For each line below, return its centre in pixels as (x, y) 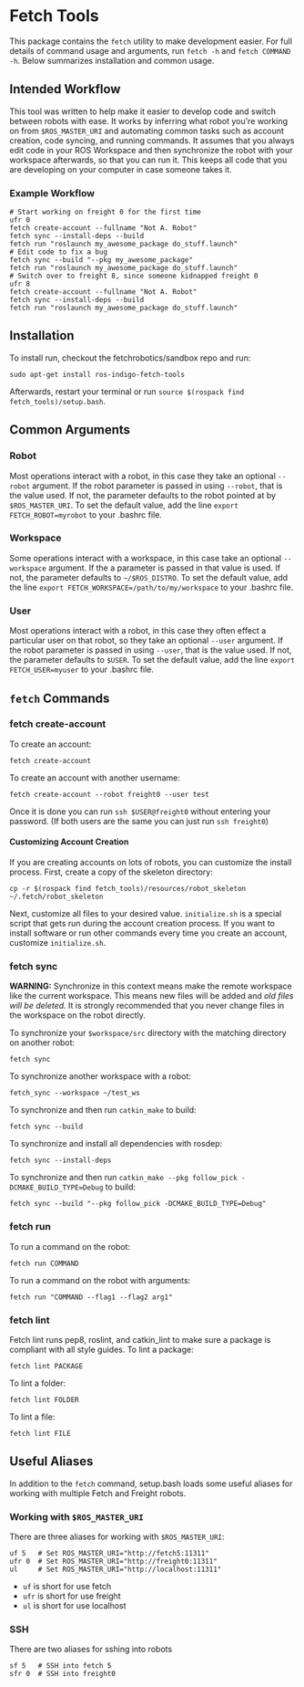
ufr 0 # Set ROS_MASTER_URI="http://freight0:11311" (114, 1562)
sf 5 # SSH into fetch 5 (61, 1666)
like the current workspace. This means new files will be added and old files (152, 996)
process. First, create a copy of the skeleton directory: (111, 872)
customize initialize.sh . (58, 943)
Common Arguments (70, 430)
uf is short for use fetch (67, 1587)
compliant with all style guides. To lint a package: (101, 1349)
